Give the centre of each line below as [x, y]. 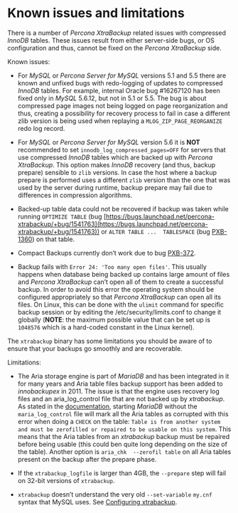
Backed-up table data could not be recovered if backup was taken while [123, 208]
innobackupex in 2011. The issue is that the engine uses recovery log [119, 391]
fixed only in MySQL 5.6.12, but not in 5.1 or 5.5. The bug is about [112, 98]
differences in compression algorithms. [75, 195]
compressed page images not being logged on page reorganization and [123, 105]
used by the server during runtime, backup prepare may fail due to [115, 187]
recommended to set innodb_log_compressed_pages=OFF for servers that [121, 149]
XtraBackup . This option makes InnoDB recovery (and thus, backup [117, 164]
